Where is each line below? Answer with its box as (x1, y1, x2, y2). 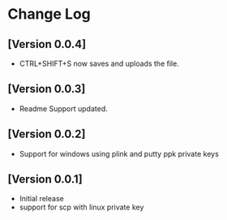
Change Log (7, 5, 91, 24)
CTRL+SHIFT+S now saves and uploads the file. (19, 58, 179, 68)
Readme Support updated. (19, 103, 108, 114)
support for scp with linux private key (19, 202, 144, 212)
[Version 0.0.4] (7, 37, 87, 51)
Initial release (19, 194, 64, 204)
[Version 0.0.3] (7, 82, 86, 96)
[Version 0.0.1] (7, 172, 83, 187)
